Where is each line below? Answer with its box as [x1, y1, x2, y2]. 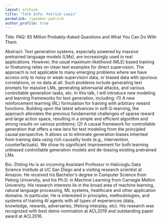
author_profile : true [5, 20, 49, 26]
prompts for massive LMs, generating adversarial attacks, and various [5, 85, 145, 91]
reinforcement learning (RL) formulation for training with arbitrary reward [5, 100, 150, 106]
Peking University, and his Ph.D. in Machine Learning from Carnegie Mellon [5, 177, 155, 183]
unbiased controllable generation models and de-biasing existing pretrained [5, 147, 157, 153]
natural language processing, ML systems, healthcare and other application [5, 187, 156, 193]
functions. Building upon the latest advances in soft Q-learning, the [5, 106, 139, 111]
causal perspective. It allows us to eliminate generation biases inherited [5, 131, 148, 137]
